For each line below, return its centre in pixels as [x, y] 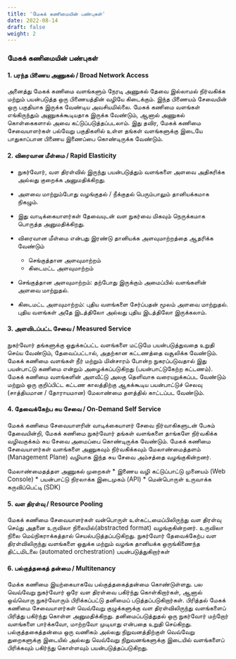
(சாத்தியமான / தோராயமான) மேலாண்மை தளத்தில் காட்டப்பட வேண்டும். [106, 392]
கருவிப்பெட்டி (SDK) [34, 487]
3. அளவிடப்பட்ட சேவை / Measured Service [69, 328]
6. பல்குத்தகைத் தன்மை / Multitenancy [62, 568]
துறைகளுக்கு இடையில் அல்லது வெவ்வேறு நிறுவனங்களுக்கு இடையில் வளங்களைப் [116, 640]
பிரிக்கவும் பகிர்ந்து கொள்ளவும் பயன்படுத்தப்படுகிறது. [77, 648]
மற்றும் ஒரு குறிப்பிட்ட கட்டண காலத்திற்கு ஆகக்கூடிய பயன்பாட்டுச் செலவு [105, 384]
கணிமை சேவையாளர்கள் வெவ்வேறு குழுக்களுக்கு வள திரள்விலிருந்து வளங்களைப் [117, 608]
